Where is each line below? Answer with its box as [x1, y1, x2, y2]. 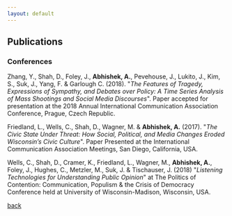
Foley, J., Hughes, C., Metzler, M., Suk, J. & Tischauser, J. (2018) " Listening [7, 166, 223, 174]
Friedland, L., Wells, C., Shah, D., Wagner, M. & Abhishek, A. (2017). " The [7, 123, 218, 131]
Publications [7, 36, 63, 48]
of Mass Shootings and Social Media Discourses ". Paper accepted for [7, 94, 208, 103]
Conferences [7, 56, 52, 66]
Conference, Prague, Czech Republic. [7, 109, 116, 118]
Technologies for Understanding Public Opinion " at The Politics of [7, 173, 196, 181]
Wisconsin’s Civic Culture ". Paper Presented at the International [7, 138, 190, 146]
